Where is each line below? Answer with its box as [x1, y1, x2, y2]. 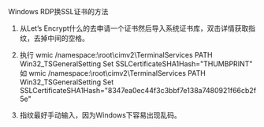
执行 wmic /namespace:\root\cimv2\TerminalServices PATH [19, 50, 213, 59]
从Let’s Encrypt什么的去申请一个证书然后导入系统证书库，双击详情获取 [19, 24, 249, 33]
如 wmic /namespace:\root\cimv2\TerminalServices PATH [19, 69, 206, 77]
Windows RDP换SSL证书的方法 [8, 7, 109, 16]
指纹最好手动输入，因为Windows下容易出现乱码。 [19, 110, 181, 120]
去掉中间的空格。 [33, 34, 89, 43]
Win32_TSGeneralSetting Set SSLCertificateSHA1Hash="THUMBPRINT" [19, 59, 253, 69]
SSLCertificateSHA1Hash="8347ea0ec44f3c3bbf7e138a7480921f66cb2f [19, 86, 257, 95]
